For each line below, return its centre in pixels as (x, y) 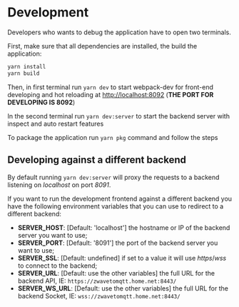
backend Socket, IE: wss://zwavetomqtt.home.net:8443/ (99, 296)
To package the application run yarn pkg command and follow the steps (113, 137)
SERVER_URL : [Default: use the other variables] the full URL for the (116, 273)
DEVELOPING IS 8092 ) (41, 102)
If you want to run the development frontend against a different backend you (120, 198)
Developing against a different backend (97, 160)
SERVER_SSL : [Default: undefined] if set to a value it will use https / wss (122, 258)
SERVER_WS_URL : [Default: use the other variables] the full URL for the (123, 288)
